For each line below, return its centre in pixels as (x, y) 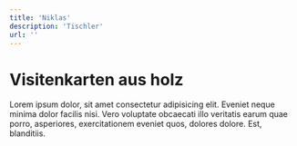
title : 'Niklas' (40, 18)
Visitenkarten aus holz (97, 79)
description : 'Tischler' (56, 26)
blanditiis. (27, 133)
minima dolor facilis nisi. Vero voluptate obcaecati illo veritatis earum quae (149, 114)
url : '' (24, 34)
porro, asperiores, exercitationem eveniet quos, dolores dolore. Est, (136, 124)
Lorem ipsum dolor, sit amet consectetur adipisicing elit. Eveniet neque (142, 104)
